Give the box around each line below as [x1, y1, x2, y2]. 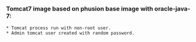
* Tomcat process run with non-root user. [6, 25, 111, 31]
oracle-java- [154, 5, 191, 13]
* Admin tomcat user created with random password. [6, 30, 135, 36]
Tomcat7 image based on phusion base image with [6, 5, 153, 13]
